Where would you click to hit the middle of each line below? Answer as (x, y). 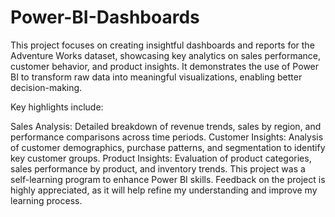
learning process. (46, 200)
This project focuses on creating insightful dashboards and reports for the (162, 45)
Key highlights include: (57, 107)
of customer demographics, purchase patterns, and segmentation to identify (168, 147)
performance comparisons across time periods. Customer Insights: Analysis (167, 137)
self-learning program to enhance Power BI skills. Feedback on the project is (168, 179)
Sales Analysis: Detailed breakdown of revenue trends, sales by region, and (166, 126)
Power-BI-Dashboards (105, 17)
